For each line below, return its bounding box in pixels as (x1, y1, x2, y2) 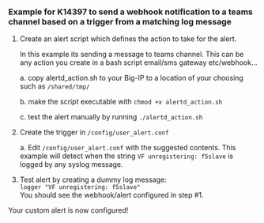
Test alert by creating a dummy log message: (19, 175, 168, 184)
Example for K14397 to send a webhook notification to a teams (8, 6, 253, 17)
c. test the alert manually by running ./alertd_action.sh (19, 112, 203, 122)
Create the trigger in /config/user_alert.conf (19, 127, 169, 137)
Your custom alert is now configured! (8, 206, 129, 215)
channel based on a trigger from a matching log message (8, 16, 232, 27)
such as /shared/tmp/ (19, 81, 90, 91)
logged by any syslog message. (19, 160, 124, 169)
